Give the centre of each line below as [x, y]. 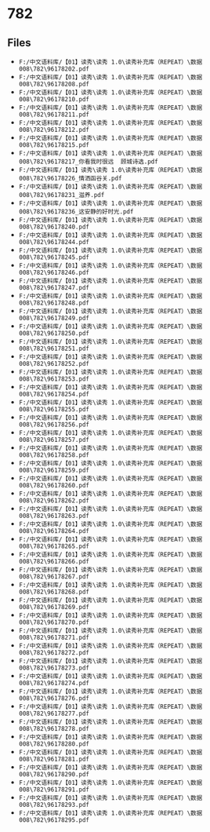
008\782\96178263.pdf [54, 516]
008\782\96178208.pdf [54, 84]
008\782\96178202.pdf [54, 69]
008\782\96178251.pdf [54, 348]
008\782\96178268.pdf [54, 592]
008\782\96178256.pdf [54, 425]
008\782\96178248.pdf [54, 303]
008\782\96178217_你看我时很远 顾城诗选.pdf [88, 162]
